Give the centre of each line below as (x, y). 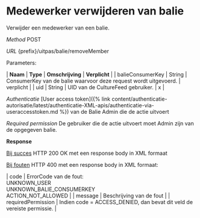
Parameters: (21, 63)
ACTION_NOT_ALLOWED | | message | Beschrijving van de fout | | (88, 195)
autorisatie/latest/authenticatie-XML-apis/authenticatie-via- (80, 105)
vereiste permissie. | (32, 208)
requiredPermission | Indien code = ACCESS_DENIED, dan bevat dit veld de (100, 202)
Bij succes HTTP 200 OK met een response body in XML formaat (87, 153)
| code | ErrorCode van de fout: (45, 176)
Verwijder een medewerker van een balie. (58, 28)
